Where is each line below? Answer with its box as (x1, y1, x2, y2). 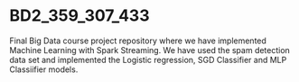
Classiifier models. (9, 64, 79, 75)
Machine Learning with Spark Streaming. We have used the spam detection (9, 44, 291, 55)
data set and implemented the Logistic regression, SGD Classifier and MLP (9, 54, 287, 65)
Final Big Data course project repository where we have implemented (9, 35, 266, 46)
